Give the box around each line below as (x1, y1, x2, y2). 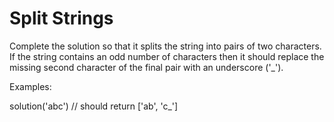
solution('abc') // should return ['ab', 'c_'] (9, 100, 179, 112)
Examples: (9, 80, 52, 92)
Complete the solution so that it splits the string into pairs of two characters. (9, 40, 322, 52)
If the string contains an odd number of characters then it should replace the (9, 50, 325, 62)
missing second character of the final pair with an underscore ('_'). (9, 61, 284, 73)
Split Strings (9, 7, 114, 30)
